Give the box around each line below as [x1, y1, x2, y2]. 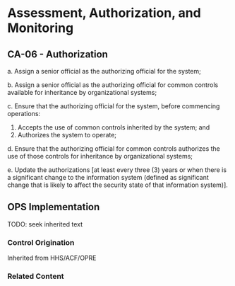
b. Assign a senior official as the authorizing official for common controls [7, 81, 219, 89]
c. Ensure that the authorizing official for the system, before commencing [7, 102, 220, 110]
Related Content [7, 271, 65, 281]
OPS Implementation [7, 201, 100, 213]
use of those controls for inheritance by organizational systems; [7, 152, 193, 160]
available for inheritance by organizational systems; [7, 88, 157, 96]
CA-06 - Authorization [7, 48, 108, 60]
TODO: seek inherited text [7, 219, 83, 228]
